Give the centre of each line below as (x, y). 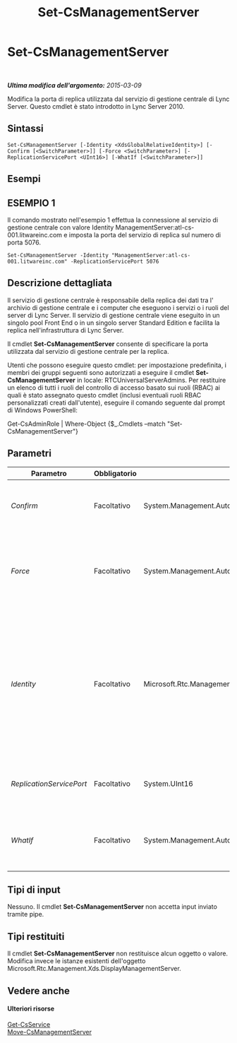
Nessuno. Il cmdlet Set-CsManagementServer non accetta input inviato (112, 907)
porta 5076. (24, 242)
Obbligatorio (116, 473)
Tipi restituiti (36, 936)
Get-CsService (29, 1024)
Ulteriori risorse (31, 1009)
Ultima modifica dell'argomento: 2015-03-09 (75, 85)
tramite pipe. (26, 914)
